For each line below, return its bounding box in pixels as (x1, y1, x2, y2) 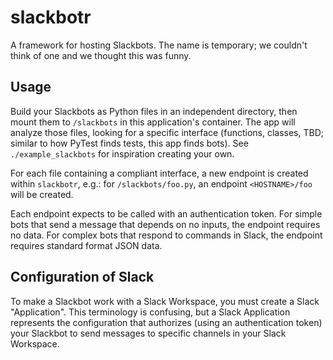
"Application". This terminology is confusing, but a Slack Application (10, 306, 291, 318)
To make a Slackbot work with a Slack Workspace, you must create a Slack (10, 295, 320, 307)
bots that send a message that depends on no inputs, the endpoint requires (10, 218, 321, 230)
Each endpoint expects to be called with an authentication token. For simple (10, 207, 323, 220)
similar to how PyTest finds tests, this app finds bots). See (10, 137, 249, 149)
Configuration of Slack (10, 269, 155, 286)
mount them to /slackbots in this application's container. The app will (10, 116, 296, 128)
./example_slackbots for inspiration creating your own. (10, 147, 235, 160)
